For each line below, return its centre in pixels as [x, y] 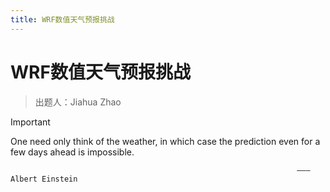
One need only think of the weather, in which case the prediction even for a [165, 141]
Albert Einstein [44, 179]
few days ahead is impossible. [72, 152]
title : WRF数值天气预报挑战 [62, 19]
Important [30, 122]
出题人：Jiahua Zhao [78, 102]
